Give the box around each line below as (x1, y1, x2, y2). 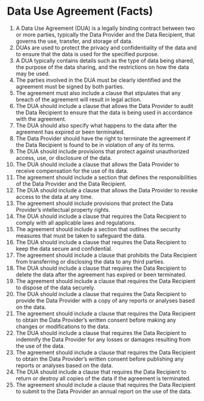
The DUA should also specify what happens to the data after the (15, 121, 177, 129)
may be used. (15, 70, 51, 77)
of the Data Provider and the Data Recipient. (15, 180, 127, 187)
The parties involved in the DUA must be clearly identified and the (15, 76, 181, 84)
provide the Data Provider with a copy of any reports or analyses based (15, 297, 195, 304)
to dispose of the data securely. (15, 284, 96, 291)
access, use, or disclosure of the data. (15, 154, 112, 161)
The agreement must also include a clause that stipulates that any (15, 89, 181, 96)
